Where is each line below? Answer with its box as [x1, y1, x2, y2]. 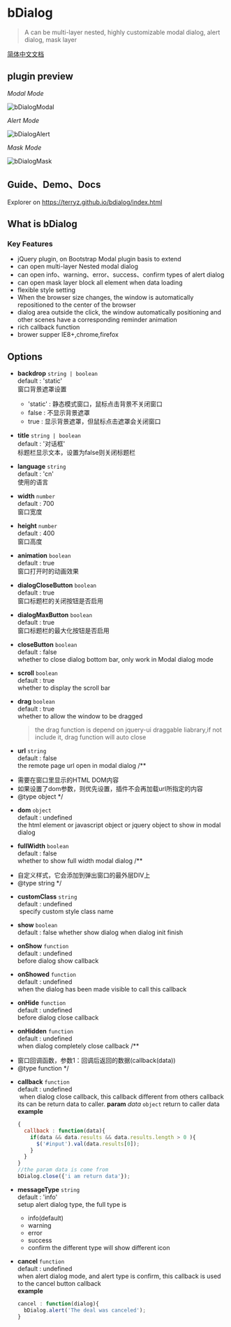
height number [17, 522, 58, 530]
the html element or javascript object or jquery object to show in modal [17, 821, 221, 829]
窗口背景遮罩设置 [17, 385, 67, 393]
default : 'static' [17, 377, 63, 385]
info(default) [27, 1214, 64, 1222]
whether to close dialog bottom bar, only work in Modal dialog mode [17, 655, 214, 664]
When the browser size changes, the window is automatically [17, 293, 194, 302]
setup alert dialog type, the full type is [17, 1200, 127, 1208]
